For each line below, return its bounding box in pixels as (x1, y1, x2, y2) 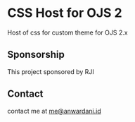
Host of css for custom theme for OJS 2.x (7, 28, 128, 37)
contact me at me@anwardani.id (7, 106, 101, 115)
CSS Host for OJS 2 (7, 5, 122, 21)
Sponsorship (7, 49, 65, 61)
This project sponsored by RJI (7, 67, 95, 75)
